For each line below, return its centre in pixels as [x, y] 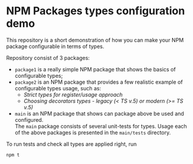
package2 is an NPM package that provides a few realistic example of [99, 82]
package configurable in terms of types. [55, 46]
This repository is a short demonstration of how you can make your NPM [95, 40]
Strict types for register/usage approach [73, 94]
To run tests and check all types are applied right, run [72, 144]
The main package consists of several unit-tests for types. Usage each [101, 126]
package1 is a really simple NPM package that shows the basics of [95, 69]
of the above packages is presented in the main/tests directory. [93, 133]
